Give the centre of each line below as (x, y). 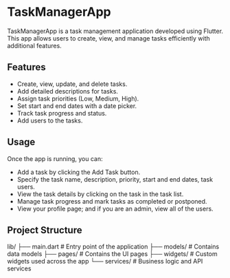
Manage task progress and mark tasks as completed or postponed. (112, 201)
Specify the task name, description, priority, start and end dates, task (115, 179)
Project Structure (45, 230)
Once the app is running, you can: (55, 158)
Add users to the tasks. (50, 120)
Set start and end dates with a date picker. (77, 106)
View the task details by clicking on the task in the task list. (100, 194)
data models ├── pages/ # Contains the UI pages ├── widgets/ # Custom (112, 254)
